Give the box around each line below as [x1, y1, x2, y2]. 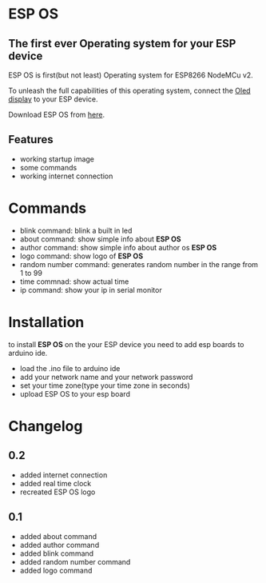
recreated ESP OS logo [19, 487, 96, 497]
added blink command [19, 549, 94, 558]
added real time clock [19, 478, 92, 488]
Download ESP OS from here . [8, 110, 105, 119]
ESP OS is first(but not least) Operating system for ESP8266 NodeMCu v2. [8, 70, 253, 80]
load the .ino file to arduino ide [19, 363, 121, 373]
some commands [19, 162, 77, 172]
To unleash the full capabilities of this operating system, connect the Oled [8, 86, 251, 95]
